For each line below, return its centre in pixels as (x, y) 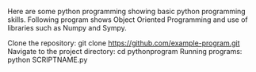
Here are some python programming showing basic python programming (127, 11)
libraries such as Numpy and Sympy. (67, 28)
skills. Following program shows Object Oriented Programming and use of (128, 20)
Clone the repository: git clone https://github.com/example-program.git (124, 43)
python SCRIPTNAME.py (48, 59)
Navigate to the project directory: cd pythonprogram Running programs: (125, 51)
